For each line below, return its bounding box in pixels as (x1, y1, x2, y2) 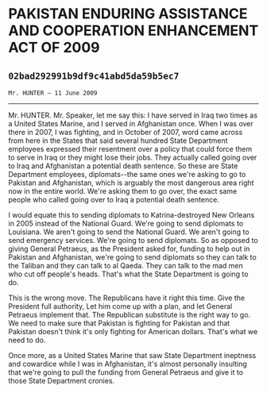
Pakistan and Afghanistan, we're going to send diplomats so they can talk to (8, 252, 257, 262)
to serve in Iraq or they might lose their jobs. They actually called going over (8, 152, 257, 162)
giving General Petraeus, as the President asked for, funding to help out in (8, 244, 250, 253)
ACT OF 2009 (8, 39, 100, 56)
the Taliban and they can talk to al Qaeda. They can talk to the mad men (8, 261, 244, 270)
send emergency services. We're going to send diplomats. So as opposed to (8, 236, 258, 245)
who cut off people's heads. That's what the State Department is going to (8, 269, 249, 279)
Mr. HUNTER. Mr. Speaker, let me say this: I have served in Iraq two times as (8, 110, 258, 120)
